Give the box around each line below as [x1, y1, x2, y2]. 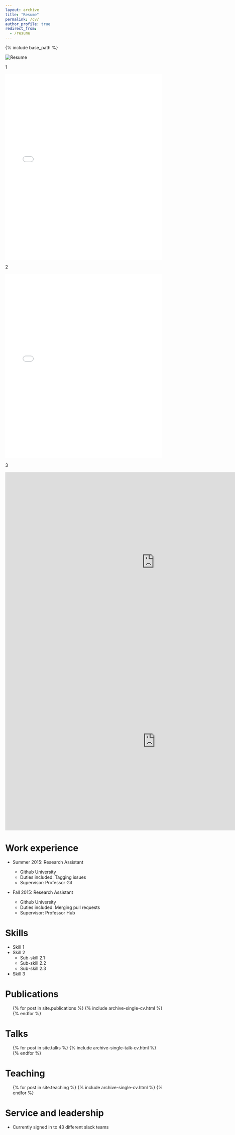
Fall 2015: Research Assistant [12, 889, 73, 895]
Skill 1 [12, 944, 25, 950]
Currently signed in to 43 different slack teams [12, 1124, 109, 1130]
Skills [5, 928, 29, 939]
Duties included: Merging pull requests [20, 904, 100, 910]
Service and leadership [5, 1107, 104, 1118]
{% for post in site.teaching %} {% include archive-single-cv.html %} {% [12, 1084, 163, 1090]
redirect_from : [5, 26, 37, 31]
